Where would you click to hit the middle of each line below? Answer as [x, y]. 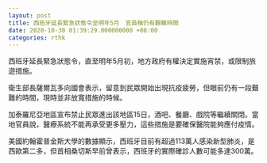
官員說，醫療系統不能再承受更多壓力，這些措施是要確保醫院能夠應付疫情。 [137, 124]
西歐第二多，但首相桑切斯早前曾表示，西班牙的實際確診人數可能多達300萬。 [133, 151]
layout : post [30, 15]
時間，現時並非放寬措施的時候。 [74, 98]
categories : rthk [37, 38]
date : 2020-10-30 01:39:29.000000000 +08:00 [83, 30]
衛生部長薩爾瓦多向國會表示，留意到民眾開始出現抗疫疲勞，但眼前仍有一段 [130, 88]
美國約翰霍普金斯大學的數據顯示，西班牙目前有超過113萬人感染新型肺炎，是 [132, 141]
